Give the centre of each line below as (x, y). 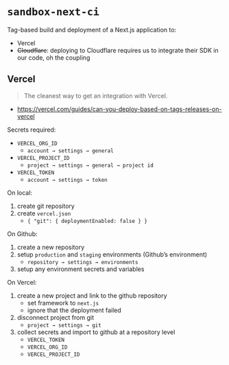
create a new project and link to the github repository (92, 295)
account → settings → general (71, 151)
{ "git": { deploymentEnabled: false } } (87, 221)
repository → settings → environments (83, 262)
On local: (20, 192)
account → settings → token (67, 180)
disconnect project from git (56, 317)
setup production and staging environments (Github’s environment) (112, 254)
